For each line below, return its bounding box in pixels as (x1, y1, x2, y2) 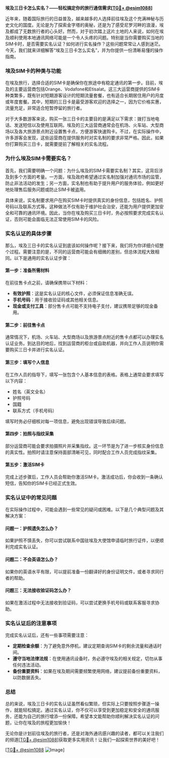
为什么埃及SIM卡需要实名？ (5, 155, 72, 162)
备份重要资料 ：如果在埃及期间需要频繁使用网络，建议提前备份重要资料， (12, 668, 162, 674)
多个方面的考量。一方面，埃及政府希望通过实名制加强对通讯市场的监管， (14, 174, 164, 180)
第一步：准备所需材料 (5, 267, 49, 273)
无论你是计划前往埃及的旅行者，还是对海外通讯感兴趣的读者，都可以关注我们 (5, 730, 164, 737)
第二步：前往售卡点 (5, 322, 45, 328)
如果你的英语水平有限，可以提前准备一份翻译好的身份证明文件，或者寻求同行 (5, 568, 164, 575)
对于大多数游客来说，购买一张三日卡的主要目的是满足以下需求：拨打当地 (5, 116, 155, 122)
